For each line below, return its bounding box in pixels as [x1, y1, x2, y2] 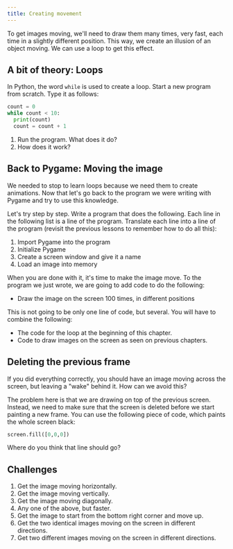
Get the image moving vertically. [17, 489, 110, 498]
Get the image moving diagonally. [17, 497, 113, 505]
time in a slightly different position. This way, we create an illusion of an [7, 36, 212, 45]
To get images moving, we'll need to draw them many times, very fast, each [7, 29, 223, 38]
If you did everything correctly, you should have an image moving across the [7, 375, 226, 383]
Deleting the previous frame [7, 356, 130, 368]
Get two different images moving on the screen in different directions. [17, 534, 216, 542]
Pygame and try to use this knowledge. [7, 196, 119, 204]
